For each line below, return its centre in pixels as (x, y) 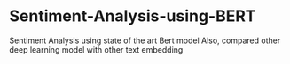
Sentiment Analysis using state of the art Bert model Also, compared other (145, 40)
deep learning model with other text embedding (96, 49)
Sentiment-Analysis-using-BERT (133, 16)
